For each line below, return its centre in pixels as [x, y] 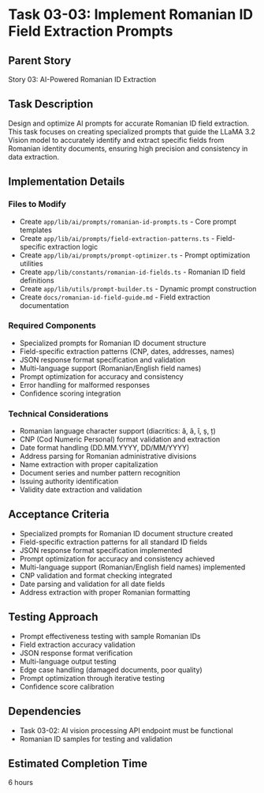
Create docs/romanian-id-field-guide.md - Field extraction [115, 297]
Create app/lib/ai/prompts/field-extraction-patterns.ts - [117, 238]
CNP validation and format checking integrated [96, 575]
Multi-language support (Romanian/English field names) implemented [132, 567]
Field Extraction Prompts [91, 31]
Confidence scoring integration [70, 393]
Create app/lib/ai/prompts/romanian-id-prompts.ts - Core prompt [128, 221]
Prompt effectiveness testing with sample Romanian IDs [110, 636]
